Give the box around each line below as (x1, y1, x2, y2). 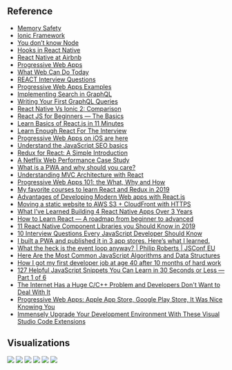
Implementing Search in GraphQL (17, 90, 113, 98)
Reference (7, 6, 53, 17)
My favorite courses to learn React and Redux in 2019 (17, 185, 170, 193)
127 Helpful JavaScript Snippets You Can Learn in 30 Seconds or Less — (17, 266, 225, 274)
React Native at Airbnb (17, 53, 81, 61)
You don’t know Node (17, 38, 79, 47)
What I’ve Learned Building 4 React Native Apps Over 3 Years (17, 207, 193, 215)
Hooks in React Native (17, 46, 81, 54)
